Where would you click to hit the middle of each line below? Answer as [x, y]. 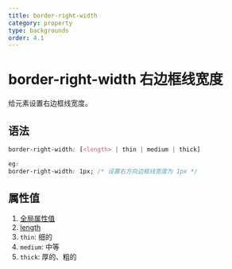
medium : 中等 [39, 247]
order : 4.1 [26, 38]
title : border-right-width [53, 16]
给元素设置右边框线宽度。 [50, 103]
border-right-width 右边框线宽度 [116, 80]
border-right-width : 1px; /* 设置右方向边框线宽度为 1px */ [103, 171]
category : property [41, 23]
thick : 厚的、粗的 [48, 257]
